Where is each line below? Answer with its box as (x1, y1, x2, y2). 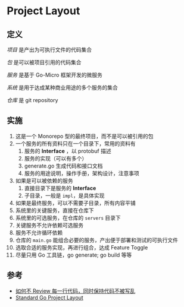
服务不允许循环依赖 (15, 229, 63, 236)
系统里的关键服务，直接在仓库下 (15, 207, 94, 214)
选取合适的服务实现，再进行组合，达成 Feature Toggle (15, 243, 148, 251)
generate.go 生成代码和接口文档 (24, 162, 103, 169)
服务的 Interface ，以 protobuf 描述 (24, 147, 112, 154)
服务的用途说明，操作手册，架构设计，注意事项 (24, 169, 139, 176)
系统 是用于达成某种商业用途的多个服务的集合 (7, 84, 118, 91)
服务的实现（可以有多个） (24, 154, 88, 162)
